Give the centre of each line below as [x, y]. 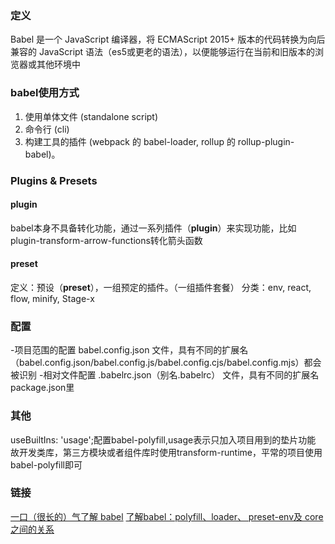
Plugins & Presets [54, 180]
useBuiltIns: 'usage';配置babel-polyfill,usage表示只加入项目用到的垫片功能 [163, 439]
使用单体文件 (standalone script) [91, 116]
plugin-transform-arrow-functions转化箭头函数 [106, 240]
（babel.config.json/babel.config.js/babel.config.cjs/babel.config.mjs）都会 [166, 363]
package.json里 [42, 388]
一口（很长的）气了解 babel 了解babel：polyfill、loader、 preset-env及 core [167, 516]
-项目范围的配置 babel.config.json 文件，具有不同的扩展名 [129, 350]
